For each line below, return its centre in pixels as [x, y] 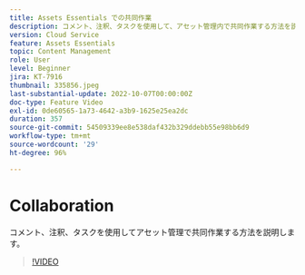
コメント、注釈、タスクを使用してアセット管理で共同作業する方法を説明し [148, 231]
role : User [30, 60]
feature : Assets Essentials [63, 43]
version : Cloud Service [54, 34]
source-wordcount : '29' [54, 144]
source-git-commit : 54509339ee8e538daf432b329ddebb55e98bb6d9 [129, 128]
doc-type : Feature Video [56, 102]
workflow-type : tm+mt [50, 136]
